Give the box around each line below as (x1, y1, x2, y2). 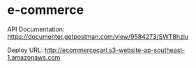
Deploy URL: (7, 46, 43, 54)
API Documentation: (7, 25, 65, 33)
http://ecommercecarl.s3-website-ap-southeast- (44, 46, 186, 54)
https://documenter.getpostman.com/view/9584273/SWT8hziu (7, 32, 189, 40)
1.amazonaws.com (7, 53, 61, 61)
